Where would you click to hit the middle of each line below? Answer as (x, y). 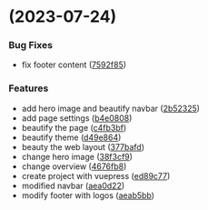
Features (29, 88)
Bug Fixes (31, 45)
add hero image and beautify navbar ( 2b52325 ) (111, 108)
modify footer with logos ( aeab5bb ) (88, 195)
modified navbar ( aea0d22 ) (73, 185)
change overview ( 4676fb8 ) (74, 166)
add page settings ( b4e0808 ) (77, 118)
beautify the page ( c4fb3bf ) (74, 127)
